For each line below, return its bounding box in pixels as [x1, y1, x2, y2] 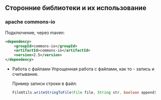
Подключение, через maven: [5, 29, 65, 36]
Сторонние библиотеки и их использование [5, 4, 146, 12]
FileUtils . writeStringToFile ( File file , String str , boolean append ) [12, 90, 157, 95]
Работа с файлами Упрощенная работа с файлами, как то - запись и [12, 66, 155, 72]
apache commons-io [5, 19, 55, 25]
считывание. [12, 71, 39, 77]
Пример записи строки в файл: [12, 80, 77, 87]
